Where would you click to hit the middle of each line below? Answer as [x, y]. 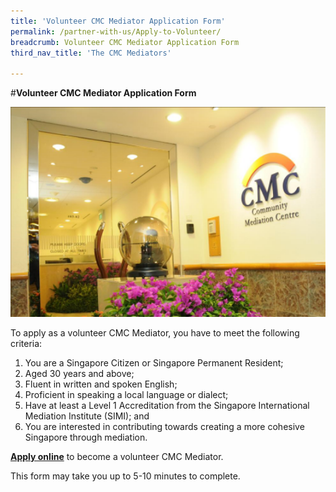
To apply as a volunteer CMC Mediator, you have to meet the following [155, 333]
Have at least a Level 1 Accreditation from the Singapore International [167, 406]
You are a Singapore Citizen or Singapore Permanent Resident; [154, 363]
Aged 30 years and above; [79, 374]
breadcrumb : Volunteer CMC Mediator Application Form [125, 42]
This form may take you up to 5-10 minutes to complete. [125, 476]
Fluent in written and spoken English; [101, 384]
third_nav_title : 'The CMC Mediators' [91, 53]
